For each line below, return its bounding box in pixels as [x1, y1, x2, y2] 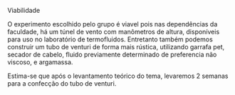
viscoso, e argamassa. [7, 58, 73, 66]
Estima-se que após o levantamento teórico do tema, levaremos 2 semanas [7, 71, 229, 80]
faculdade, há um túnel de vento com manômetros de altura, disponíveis [7, 28, 220, 36]
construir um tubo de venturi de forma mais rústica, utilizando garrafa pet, [7, 43, 225, 51]
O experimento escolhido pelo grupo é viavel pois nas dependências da [7, 20, 218, 28]
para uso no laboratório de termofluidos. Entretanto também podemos [7, 35, 214, 44]
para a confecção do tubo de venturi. [7, 79, 117, 88]
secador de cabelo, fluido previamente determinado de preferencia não [7, 50, 217, 59]
